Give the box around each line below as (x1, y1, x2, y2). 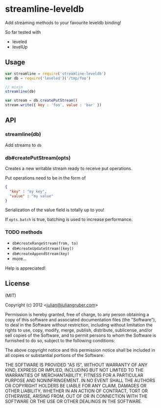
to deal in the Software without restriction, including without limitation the (5, 322, 153, 327)
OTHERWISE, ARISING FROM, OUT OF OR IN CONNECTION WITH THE (5, 393, 148, 399)
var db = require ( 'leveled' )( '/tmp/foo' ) (5, 76, 91, 81)
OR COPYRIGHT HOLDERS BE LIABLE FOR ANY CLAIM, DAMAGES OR (5, 382, 147, 388)
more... (12, 255, 27, 261)
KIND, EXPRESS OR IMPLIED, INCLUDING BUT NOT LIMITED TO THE (5, 367, 144, 373)
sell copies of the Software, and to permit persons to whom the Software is (5, 332, 157, 338)
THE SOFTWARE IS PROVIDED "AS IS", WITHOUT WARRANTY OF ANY (5, 362, 148, 368)
